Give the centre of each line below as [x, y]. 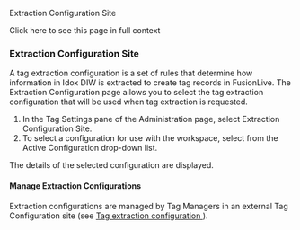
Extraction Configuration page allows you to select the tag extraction [137, 93]
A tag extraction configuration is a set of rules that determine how [131, 73]
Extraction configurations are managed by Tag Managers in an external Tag [149, 206]
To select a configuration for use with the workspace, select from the [150, 138]
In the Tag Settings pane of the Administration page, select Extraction [151, 119]
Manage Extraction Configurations [75, 186]
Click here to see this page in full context [85, 30]
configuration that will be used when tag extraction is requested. [129, 102]
